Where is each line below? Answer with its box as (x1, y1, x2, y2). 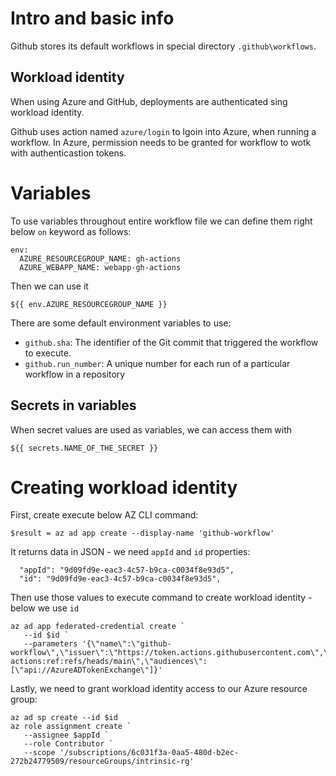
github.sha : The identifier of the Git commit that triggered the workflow (24, 336, 319, 348)
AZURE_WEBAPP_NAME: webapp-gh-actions (19, 262, 182, 272)
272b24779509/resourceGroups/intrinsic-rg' (10, 757, 195, 767)
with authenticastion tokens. (10, 147, 127, 159)
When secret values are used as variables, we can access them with (10, 423, 293, 436)
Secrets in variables (10, 397, 137, 414)
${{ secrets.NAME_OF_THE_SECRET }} (10, 443, 159, 453)
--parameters (23, 639, 78, 649)
